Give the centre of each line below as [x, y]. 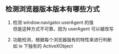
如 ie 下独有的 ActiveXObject [43, 46]
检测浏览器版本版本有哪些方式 [53, 9]
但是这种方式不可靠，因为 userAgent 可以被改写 [63, 29]
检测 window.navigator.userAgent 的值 [53, 22]
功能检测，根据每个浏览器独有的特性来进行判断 [62, 39]
